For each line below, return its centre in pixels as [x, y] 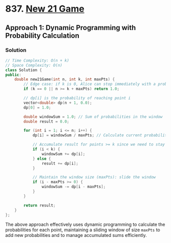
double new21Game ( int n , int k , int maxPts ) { [65, 79]
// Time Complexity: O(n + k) [37, 60]
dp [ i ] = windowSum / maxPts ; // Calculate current [87, 135]
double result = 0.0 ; [47, 121]
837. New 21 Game [45, 9]
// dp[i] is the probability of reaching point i [77, 98]
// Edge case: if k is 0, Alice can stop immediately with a [90, 84]
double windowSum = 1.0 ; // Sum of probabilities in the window [93, 117]
